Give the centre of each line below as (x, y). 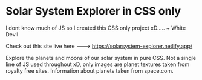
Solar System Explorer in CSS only (93, 11)
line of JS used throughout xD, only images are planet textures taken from (98, 64)
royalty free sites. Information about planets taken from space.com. (90, 70)
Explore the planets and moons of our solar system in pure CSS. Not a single (101, 58)
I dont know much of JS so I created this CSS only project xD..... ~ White (96, 28)
